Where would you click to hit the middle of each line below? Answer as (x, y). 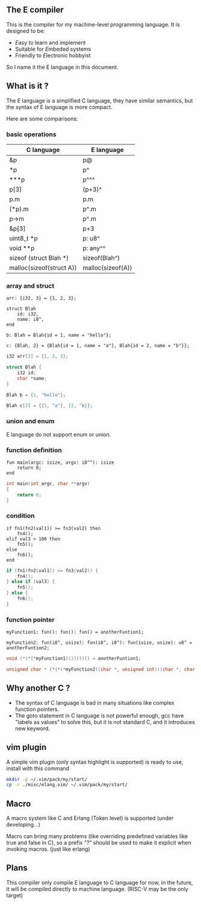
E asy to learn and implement (50, 42)
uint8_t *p (23, 238)
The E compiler (35, 10)
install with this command (38, 768)
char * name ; (32, 378)
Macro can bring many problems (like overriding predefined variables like (97, 836)
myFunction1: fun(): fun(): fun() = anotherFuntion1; (75, 632)
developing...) (23, 825)
